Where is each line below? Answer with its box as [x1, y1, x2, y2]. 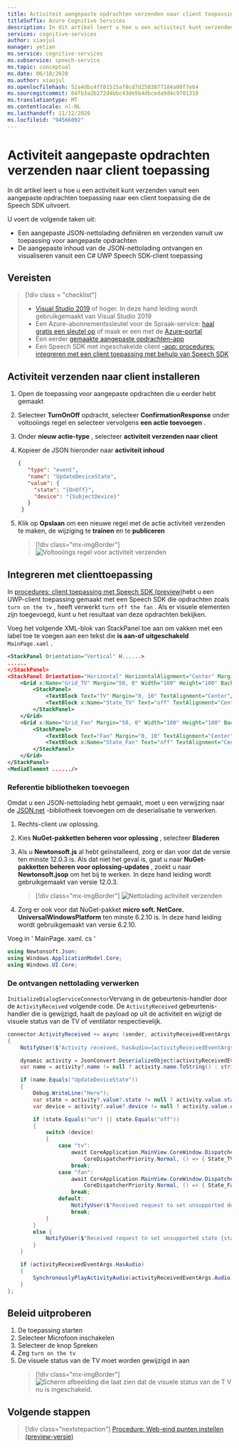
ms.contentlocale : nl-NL [7, 103, 81, 110]
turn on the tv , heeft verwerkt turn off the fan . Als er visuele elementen [7, 603, 230, 611]
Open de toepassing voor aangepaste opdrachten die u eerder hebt [17, 390, 216, 398]
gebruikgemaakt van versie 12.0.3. [17, 877, 119, 887]
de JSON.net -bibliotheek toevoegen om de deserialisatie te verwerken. [7, 806, 218, 815]
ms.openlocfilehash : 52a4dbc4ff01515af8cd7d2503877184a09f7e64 [7, 83, 199, 90]
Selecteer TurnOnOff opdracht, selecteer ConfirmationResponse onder [17, 411, 230, 420]
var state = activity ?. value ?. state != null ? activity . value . [33, 1096, 224, 1103]
